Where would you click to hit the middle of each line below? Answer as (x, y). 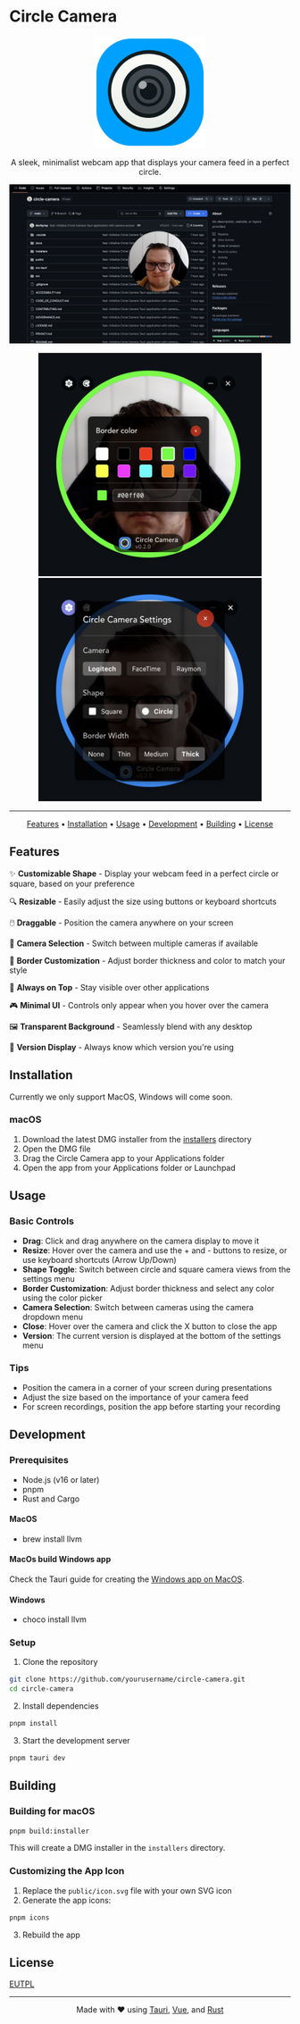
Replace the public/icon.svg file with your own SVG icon (127, 1890)
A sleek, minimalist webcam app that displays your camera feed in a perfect (150, 162)
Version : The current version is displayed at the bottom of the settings (151, 1335)
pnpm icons (29, 1918)
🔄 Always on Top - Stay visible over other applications (109, 987)
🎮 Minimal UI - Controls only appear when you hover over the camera (139, 1005)
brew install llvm (52, 1539)
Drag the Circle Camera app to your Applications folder (123, 1158)
